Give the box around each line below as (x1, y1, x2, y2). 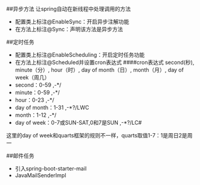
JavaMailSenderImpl (15, 172, 66, 179)
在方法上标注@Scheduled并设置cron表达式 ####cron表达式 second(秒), (15, 59, 195, 66)
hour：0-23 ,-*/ (15, 96, 54, 104)
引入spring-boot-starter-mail (15, 165, 87, 172)
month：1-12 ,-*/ (15, 111, 57, 119)
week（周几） (15, 74, 50, 81)
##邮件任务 (6, 152, 34, 159)
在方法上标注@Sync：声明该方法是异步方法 (15, 26, 123, 33)
